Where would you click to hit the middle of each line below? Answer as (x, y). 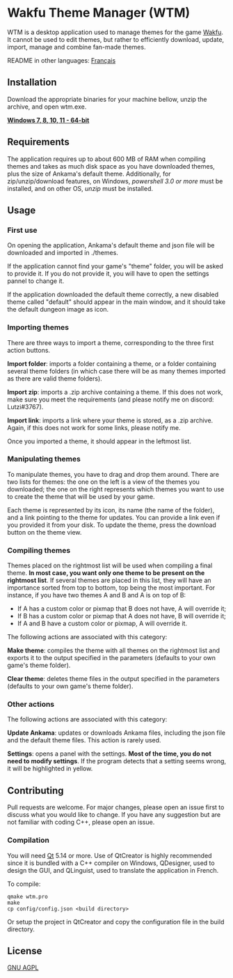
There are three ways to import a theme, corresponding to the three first (111, 342)
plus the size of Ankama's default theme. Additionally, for (89, 174)
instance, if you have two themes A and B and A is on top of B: (97, 595)
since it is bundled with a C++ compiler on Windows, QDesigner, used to (111, 863)
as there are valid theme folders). (55, 379)
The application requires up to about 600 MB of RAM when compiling (107, 159)
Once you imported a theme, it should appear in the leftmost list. (99, 441)
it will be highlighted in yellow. (50, 769)
